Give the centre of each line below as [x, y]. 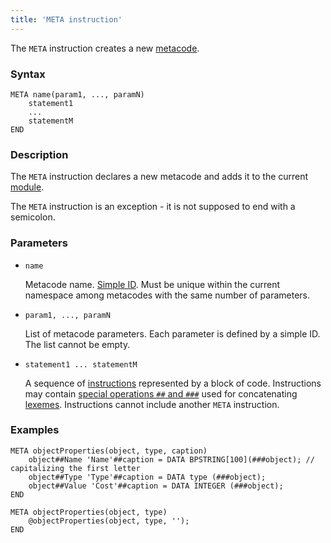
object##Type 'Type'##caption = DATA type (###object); [147, 477]
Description [39, 154]
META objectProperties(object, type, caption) [109, 451]
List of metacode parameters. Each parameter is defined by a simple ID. [172, 333]
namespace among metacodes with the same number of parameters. [167, 295]
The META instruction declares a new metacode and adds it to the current [159, 177]
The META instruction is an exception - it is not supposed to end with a [153, 207]
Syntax [28, 74]
